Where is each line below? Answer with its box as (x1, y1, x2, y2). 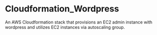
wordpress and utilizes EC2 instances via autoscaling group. (5, 24, 125, 30)
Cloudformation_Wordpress (5, 3, 119, 14)
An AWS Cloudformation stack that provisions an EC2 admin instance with (5, 19, 153, 25)
